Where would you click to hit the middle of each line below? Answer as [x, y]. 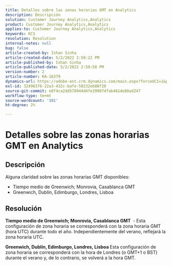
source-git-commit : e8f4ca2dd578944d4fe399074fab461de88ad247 [73, 91]
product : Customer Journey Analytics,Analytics [57, 24]
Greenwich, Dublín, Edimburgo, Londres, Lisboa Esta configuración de [81, 247]
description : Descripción [33, 15]
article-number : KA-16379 [33, 77]
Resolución [24, 208]
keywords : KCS [20, 34]
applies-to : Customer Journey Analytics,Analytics [60, 29]
